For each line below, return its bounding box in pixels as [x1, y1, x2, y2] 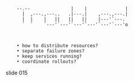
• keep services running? [16, 53, 82, 59]
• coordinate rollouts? [16, 59, 77, 65]
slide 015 [5, 70, 28, 76]
